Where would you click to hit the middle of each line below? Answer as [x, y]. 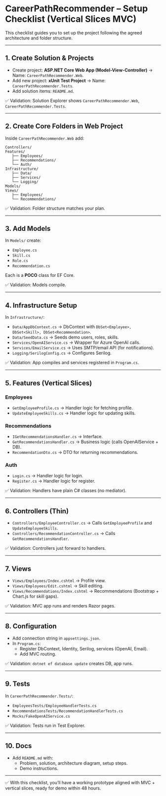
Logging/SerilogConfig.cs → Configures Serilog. [62, 353]
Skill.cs [21, 256]
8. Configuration [31, 626]
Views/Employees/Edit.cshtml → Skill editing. [58, 586]
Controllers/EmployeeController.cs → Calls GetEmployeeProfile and [82, 523]
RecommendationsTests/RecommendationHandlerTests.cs [68, 711]
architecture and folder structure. [39, 38]
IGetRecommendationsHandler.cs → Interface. [57, 437]
